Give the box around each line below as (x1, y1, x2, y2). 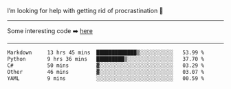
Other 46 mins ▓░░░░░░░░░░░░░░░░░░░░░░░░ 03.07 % (7, 68, 205, 75)
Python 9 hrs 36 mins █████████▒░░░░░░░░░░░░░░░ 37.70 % (7, 55, 205, 62)
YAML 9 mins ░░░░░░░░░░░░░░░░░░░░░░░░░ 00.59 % (7, 75, 205, 82)
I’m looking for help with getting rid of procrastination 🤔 (7, 7, 164, 14)
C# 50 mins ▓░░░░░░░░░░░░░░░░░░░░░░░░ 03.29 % (7, 62, 205, 69)
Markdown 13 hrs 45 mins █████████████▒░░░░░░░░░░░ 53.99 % (7, 49, 205, 56)
